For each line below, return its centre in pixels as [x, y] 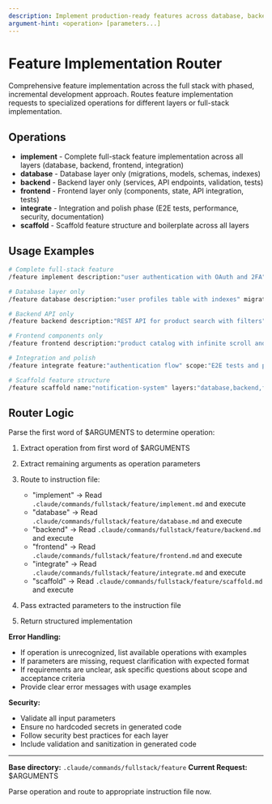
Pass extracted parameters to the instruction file [100, 606]
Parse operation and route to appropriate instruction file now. [110, 792]
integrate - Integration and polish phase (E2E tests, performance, [129, 208]
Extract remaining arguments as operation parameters [110, 464]
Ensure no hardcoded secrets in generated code [101, 727]
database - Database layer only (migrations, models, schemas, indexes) [140, 174]
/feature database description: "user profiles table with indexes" [125, 299]
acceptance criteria [53, 679]
